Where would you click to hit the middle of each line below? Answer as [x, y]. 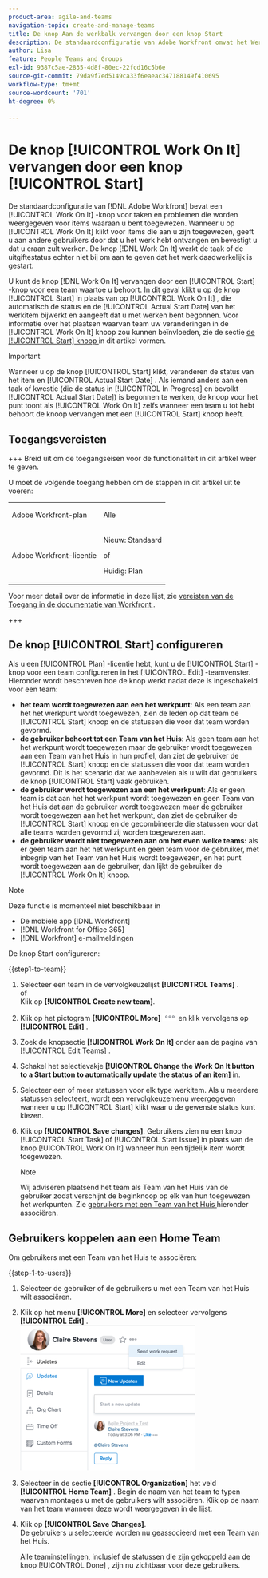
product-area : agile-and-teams [60, 17]
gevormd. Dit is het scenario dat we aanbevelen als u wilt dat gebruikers [138, 773]
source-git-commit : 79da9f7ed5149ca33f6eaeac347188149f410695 [114, 76]
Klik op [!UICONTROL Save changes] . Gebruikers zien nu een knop [130, 1131]
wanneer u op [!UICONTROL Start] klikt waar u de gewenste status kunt [138, 1107]
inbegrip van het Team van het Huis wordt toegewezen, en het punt [130, 858]
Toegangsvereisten [58, 439]
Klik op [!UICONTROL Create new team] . [87, 1002]
